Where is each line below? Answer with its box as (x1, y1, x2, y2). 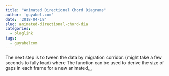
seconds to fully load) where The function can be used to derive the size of (5, 59, 164, 66)
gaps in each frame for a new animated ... (5, 65, 92, 71)
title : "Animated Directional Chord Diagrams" (5, 7, 107, 13)
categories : (5, 26, 31, 31)
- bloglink (10, 31, 33, 36)
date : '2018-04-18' (5, 17, 47, 22)
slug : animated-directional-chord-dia (5, 21, 88, 27)
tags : (5, 36, 17, 41)
